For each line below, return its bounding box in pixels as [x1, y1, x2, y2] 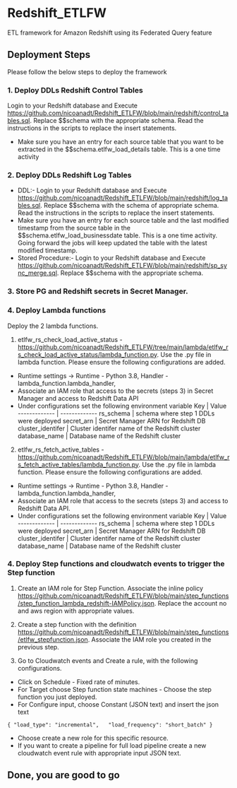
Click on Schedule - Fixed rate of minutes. [17, 677, 140, 686]
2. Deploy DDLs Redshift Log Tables [7, 170, 132, 180]
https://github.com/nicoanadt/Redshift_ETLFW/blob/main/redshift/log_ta [17, 194, 228, 202]
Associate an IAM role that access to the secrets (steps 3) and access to [17, 496, 229, 505]
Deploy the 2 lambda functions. [7, 322, 99, 330]
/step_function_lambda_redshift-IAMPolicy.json [17, 599, 155, 607]
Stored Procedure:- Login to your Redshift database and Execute [17, 254, 206, 262]
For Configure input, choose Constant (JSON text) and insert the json [17, 700, 219, 708]
